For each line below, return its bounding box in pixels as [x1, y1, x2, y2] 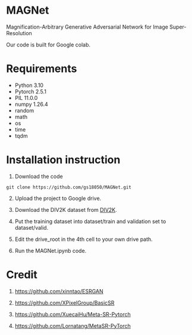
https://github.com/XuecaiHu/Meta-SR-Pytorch [14, 311, 131, 318]
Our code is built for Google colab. [6, 41, 91, 48]
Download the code [14, 173, 64, 180]
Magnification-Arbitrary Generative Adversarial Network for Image [6, 23, 168, 30]
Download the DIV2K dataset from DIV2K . [14, 206, 117, 213]
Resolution [6, 29, 33, 36]
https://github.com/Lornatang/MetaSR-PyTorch [14, 322, 131, 329]
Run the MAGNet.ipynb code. [14, 247, 87, 254]
